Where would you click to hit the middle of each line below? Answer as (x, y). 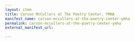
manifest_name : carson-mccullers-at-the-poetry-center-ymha (68, 19)
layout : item (18, 10)
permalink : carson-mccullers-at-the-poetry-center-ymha (63, 23)
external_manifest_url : (29, 28)
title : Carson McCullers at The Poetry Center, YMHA (60, 14)
